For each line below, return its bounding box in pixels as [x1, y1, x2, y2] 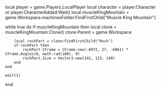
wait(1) [5, 73, 21, 78]
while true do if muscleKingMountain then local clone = [5, 24, 117, 30]
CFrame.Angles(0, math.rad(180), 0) [5, 51, 80, 56]
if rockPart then [14, 43, 50, 48]
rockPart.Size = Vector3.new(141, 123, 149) [23, 56, 115, 61]
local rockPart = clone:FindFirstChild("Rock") [14, 39, 113, 44]
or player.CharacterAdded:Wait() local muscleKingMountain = [5, 9, 129, 15]
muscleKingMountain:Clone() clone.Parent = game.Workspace [5, 29, 132, 35]
